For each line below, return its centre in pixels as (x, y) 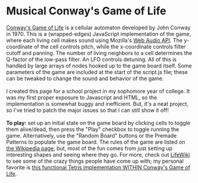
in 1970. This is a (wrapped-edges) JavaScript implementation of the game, (99, 33)
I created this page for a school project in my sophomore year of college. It (98, 91)
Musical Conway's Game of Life (86, 11)
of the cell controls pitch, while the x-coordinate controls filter (110, 47)
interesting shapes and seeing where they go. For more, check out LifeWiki (98, 154)
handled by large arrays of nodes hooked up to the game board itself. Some (99, 65)
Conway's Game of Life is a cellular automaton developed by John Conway (98, 28)
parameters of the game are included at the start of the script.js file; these (97, 72)
